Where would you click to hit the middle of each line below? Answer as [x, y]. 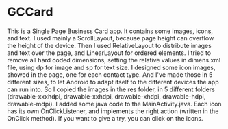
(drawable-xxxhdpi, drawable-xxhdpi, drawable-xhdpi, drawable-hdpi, [106, 96]
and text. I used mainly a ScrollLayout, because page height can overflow [111, 38]
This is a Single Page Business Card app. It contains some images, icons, [110, 31]
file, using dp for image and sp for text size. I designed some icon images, [111, 67]
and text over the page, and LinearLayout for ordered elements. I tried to [109, 53]
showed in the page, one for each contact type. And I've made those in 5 [110, 74]
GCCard [30, 12]
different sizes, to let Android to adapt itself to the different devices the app [113, 82]
